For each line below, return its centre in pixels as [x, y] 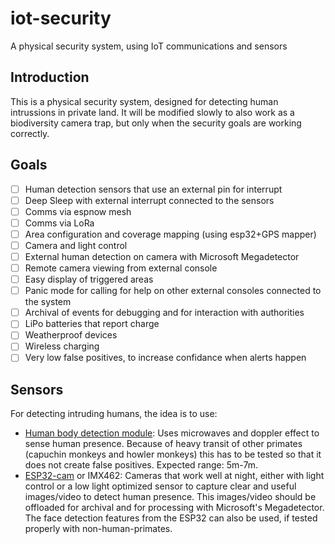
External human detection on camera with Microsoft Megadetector [162, 256]
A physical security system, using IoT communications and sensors [149, 46]
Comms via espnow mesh [78, 211]
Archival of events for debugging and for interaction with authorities [164, 313]
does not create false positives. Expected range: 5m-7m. [141, 465]
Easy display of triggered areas [89, 279]
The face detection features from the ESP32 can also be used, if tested [171, 518]
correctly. [30, 133]
